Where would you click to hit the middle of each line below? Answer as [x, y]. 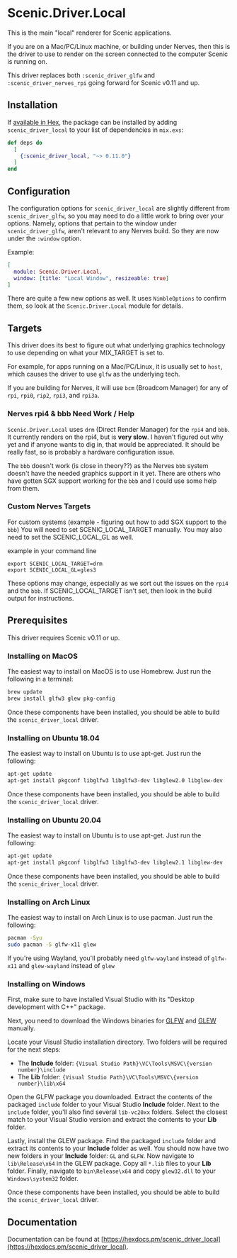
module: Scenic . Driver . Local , [58, 272]
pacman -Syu [25, 938]
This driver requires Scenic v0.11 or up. [64, 638]
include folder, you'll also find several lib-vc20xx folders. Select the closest [117, 1112]
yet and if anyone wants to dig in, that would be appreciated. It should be [114, 444]
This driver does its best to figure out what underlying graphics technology [116, 345]
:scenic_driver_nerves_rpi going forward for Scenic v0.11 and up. [104, 82]
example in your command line [52, 550]
